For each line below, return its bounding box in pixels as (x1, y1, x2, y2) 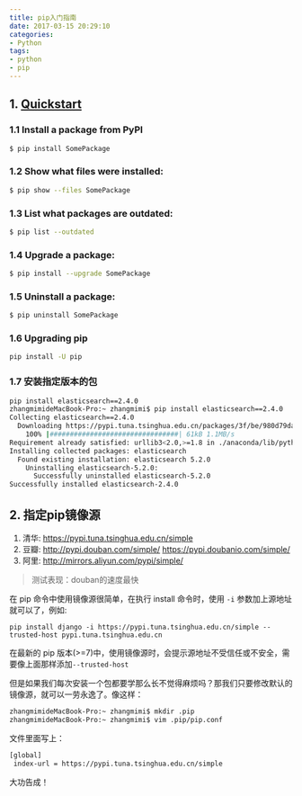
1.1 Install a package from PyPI (9, 123, 144, 136)
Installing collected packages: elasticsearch (9, 446, 187, 455)
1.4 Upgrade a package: (9, 248, 115, 261)
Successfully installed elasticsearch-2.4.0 (9, 480, 179, 489)
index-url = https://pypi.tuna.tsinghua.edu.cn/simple (13, 759, 223, 768)
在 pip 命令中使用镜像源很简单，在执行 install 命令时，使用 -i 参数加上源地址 (9, 594, 292, 604)
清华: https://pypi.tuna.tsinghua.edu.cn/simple (22, 532, 193, 544)
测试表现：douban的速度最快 (31, 575, 139, 586)
